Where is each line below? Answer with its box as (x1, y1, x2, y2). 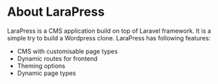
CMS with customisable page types (17, 47, 118, 55)
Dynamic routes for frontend (17, 54, 98, 62)
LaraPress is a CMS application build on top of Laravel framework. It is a (7, 27, 212, 35)
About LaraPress (7, 4, 105, 20)
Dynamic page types (17, 69, 76, 77)
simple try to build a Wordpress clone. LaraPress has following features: (7, 33, 211, 42)
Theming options (17, 61, 65, 70)
